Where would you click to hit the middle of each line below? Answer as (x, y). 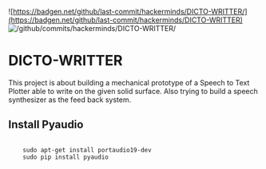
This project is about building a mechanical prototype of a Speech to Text (129, 82)
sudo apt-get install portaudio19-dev (87, 150)
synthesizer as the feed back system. (70, 100)
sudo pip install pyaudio (66, 157)
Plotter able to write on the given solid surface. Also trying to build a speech (133, 91)
